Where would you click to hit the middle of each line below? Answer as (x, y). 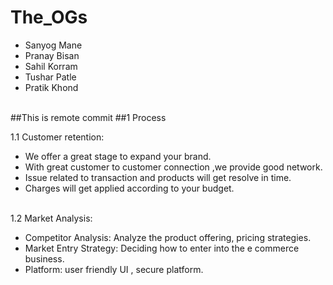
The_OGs (49, 17)
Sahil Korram (51, 66)
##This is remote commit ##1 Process (88, 117)
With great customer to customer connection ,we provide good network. (173, 167)
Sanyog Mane (53, 45)
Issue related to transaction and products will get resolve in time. (158, 177)
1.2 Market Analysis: (51, 218)
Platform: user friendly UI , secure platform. (114, 269)
